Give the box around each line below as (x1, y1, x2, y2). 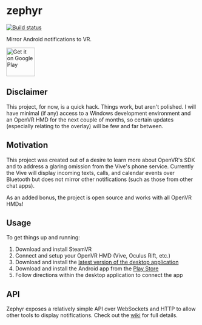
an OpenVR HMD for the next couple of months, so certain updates (6, 116, 174, 123)
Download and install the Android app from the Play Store (15, 265, 159, 272)
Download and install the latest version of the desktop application (15, 259, 179, 266)
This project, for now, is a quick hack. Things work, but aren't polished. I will (6, 103, 196, 110)
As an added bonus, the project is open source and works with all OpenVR (6, 194, 192, 201)
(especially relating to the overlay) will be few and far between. (6, 122, 164, 129)
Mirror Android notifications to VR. (6, 35, 92, 43)
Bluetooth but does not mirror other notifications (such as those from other (6, 176, 194, 183)
